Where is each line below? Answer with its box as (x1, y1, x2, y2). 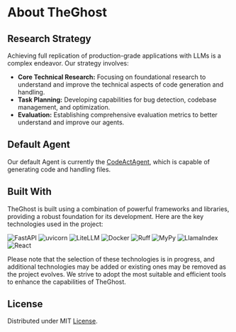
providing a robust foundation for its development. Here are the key (7, 212, 204, 220)
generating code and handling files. (7, 165, 111, 173)
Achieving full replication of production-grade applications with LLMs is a (7, 51, 222, 60)
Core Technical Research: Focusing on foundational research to (17, 73, 206, 81)
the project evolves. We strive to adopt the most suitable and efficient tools (7, 269, 227, 278)
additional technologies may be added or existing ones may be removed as (7, 262, 227, 271)
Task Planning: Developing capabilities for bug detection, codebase (17, 95, 217, 104)
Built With (7, 186, 52, 198)
